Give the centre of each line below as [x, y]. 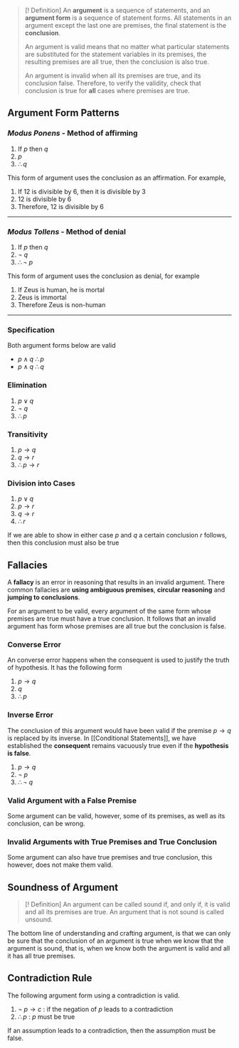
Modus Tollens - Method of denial [67, 232]
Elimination [27, 385]
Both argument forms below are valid [62, 346]
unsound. [39, 919]
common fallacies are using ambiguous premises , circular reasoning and [116, 589]
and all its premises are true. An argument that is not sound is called [124, 911]
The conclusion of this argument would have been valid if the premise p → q [119, 730]
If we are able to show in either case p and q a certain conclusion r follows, [117, 535]
